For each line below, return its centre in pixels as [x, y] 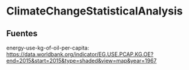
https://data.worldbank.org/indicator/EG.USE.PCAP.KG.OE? [80, 54]
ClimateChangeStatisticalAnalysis [94, 11]
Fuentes [22, 33]
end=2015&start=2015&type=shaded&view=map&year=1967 [81, 61]
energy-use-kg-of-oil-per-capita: [48, 48]
